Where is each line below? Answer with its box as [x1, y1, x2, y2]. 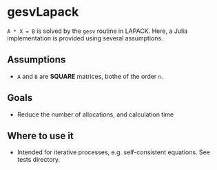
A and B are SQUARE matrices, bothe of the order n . [17, 72, 163, 80]
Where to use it [7, 130, 74, 141]
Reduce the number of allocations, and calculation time [17, 110, 174, 119]
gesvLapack [7, 4, 79, 20]
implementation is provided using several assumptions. [7, 34, 163, 42]
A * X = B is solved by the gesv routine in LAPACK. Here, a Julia [7, 27, 188, 35]
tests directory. [17, 156, 61, 164]
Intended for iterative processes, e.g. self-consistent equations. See [17, 148, 210, 156]
